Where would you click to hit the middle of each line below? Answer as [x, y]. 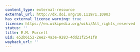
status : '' [16, 28]
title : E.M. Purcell [27, 33]
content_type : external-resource [40, 10]
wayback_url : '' [22, 42]
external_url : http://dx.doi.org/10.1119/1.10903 [58, 14]
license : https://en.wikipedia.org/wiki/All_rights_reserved [70, 24]
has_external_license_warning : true [43, 19]
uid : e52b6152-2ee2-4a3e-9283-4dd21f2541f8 [51, 38]
